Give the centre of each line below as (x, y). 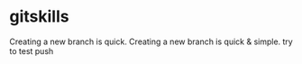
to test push (32, 50)
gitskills (39, 17)
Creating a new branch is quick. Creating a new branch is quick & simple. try (151, 41)
